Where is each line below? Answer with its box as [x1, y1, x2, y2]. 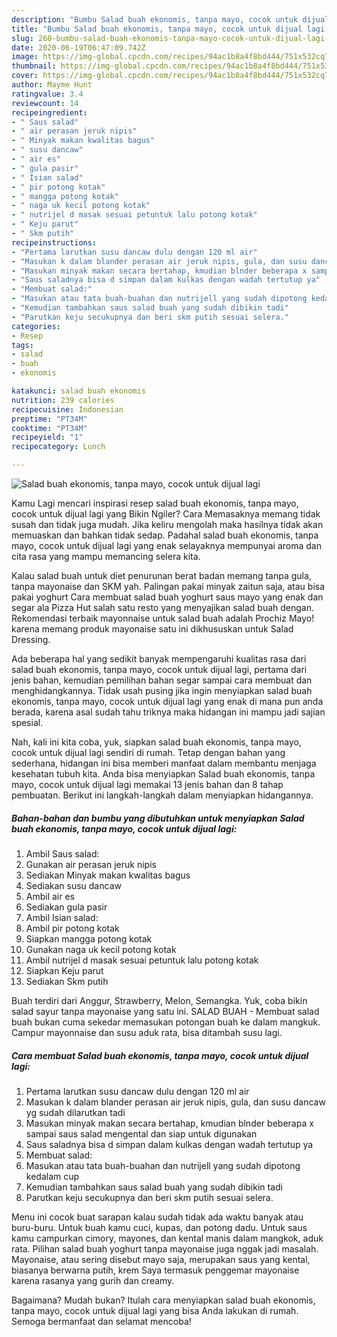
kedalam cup [25, 1170, 80, 1182]
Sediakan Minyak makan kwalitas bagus [25, 869, 191, 881]
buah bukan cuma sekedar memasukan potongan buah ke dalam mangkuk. [11, 1016, 321, 1028]
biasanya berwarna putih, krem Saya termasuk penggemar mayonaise [11, 1264, 300, 1276]
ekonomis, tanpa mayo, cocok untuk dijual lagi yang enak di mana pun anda [11, 696, 324, 707]
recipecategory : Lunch [11, 442, 106, 452]
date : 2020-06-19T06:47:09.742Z [11, 42, 146, 53]
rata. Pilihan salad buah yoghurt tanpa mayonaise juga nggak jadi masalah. [11, 1242, 319, 1255]
